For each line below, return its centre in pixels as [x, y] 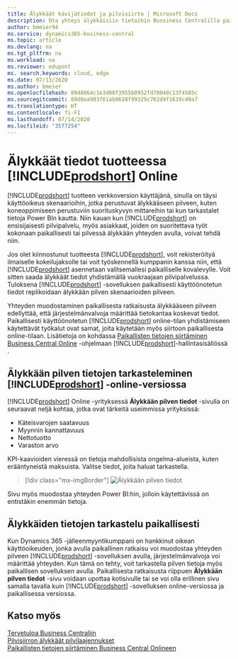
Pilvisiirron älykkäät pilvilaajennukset [61, 640]
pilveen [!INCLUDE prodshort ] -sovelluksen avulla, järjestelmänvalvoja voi [114, 556]
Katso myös [34, 616]
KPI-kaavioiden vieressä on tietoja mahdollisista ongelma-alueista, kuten [113, 459]
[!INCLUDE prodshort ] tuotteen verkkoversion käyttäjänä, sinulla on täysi [112, 196]
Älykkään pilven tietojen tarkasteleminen [100, 373]
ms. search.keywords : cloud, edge [58, 73]
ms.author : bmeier [34, 86]
